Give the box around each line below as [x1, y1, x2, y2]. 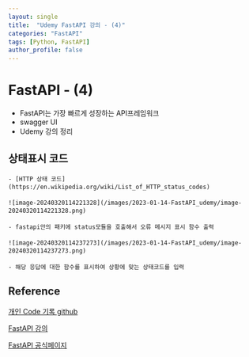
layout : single [8, 13, 58, 21]
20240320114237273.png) [8, 246, 87, 255]
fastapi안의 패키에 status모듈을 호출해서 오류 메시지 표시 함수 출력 [15, 222, 215, 231]
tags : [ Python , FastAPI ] [8, 38, 90, 46]
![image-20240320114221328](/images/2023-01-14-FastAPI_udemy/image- [8, 199, 243, 207]
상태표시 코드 [8, 152, 69, 165]
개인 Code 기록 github [8, 306, 78, 316]
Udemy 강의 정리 [19, 127, 74, 136]
